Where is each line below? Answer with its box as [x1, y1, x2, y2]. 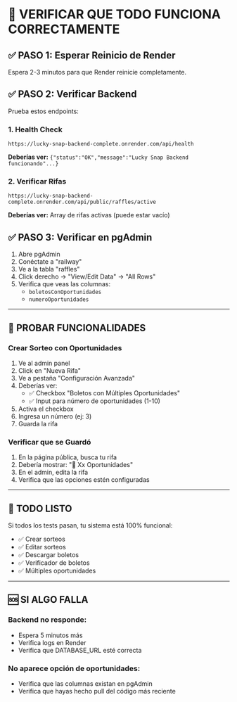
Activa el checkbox [18, 404, 74, 413]
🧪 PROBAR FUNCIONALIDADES [8, 321, 146, 333]
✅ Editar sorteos [18, 543, 66, 551]
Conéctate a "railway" [18, 257, 82, 266]
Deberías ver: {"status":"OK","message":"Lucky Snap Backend [8, 153, 189, 161]
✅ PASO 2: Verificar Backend [8, 88, 137, 101]
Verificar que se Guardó [8, 437, 91, 447]
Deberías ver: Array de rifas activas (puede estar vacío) [8, 211, 171, 219]
